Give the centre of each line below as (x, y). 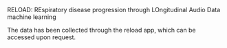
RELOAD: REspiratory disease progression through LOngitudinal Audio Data (114, 10)
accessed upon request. (42, 37)
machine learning (32, 17)
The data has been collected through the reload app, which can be (101, 30)
